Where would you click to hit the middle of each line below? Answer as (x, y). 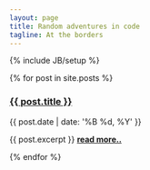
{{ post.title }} (41, 102)
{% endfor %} (35, 156)
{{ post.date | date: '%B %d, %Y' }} (76, 121)
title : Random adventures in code (75, 26)
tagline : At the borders (56, 35)
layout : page (34, 18)
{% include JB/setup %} (55, 61)
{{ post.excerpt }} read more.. (66, 139)
